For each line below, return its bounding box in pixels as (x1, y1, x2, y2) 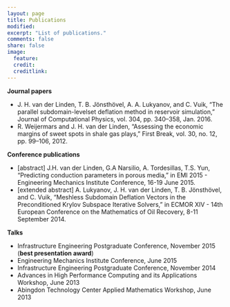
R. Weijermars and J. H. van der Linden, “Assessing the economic (17, 122, 204, 130)
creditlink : (13, 68, 48, 75)
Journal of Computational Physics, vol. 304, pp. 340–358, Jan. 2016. (17, 115, 213, 123)
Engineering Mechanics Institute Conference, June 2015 (17, 256, 178, 264)
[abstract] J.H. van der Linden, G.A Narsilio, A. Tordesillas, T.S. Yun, (17, 164, 211, 172)
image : (7, 49, 26, 56)
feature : (13, 55, 39, 62)
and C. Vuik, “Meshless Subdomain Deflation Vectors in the (17, 192, 186, 201)
